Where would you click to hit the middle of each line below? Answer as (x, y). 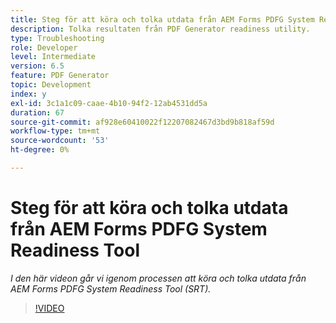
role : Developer (44, 47)
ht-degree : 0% (40, 150)
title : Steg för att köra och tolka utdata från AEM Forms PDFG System (162, 19)
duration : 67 (37, 112)
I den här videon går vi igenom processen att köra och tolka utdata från (158, 278)
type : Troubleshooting (57, 38)
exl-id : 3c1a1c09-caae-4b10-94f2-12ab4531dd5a (109, 103)
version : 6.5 (37, 66)
